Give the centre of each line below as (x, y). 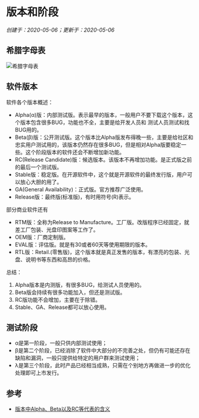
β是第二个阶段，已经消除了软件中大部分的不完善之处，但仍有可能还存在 (102, 351)
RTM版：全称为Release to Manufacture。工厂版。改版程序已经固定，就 (102, 222)
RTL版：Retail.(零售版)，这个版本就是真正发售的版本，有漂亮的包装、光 (102, 252)
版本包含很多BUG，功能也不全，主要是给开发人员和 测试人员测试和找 (105, 122)
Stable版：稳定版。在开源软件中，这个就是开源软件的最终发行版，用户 (101, 174)
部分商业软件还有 (27, 209)
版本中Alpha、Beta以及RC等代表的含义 (62, 409)
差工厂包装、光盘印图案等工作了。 (57, 230)
